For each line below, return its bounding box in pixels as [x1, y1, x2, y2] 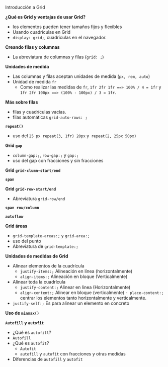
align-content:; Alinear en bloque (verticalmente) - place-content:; [20, 290, 164, 296]
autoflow [5, 214, 24, 219]
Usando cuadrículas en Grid [12, 29, 71, 35]
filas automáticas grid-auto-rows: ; [12, 114, 88, 120]
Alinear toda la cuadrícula [12, 279, 66, 285]
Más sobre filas [5, 99, 38, 105]
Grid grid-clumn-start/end [5, 167, 61, 173]
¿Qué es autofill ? [12, 329, 51, 335]
